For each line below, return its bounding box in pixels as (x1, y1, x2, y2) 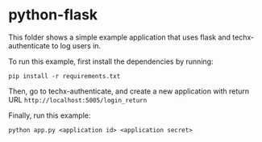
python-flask (8, 6, 98, 24)
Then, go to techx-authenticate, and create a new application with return (8, 86, 250, 96)
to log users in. (51, 40, 102, 50)
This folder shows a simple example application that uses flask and (8, 32, 231, 42)
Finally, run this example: (8, 111, 91, 120)
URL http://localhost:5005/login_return (8, 94, 148, 104)
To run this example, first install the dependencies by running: (8, 56, 214, 66)
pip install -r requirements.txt (8, 72, 121, 80)
